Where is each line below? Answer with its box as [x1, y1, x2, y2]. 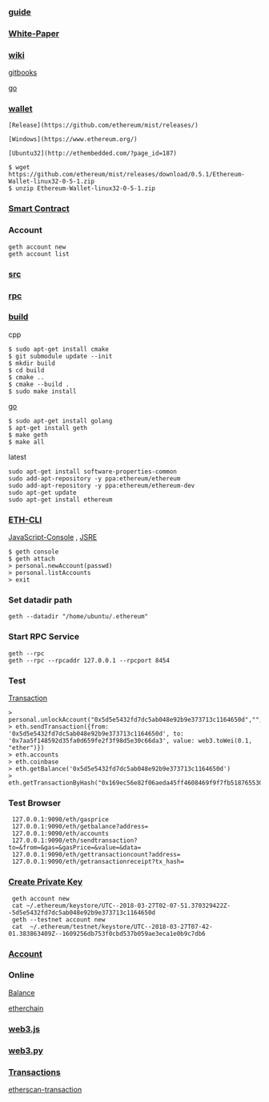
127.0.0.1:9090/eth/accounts [11, 829, 110, 838]
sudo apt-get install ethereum [8, 496, 113, 504]
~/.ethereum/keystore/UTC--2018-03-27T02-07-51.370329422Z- [26, 901, 231, 910]
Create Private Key [8, 877, 83, 888]
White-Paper [8, 27, 60, 38]
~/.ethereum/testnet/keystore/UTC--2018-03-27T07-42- [29, 922, 214, 930]
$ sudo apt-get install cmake [8, 345, 110, 353]
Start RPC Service [8, 631, 80, 642]
